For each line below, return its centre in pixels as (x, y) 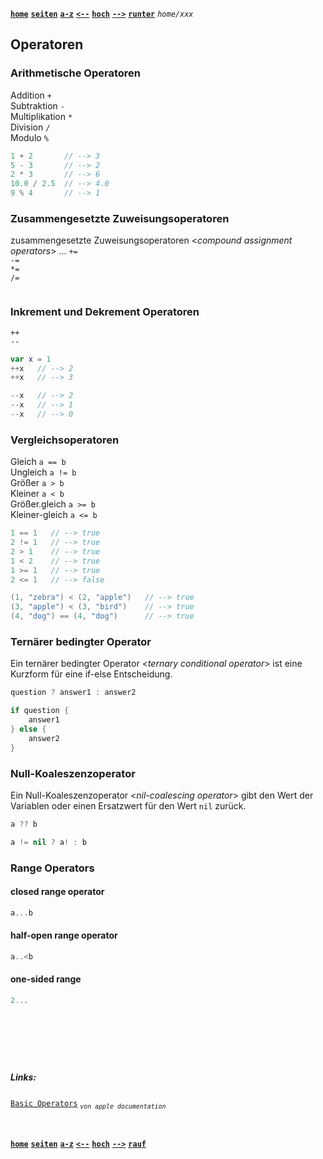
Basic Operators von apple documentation (88, 1104)
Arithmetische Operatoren (75, 73)
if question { (40, 711)
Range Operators (52, 868)
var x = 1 (31, 359)
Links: (23, 1077)
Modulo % (29, 137)
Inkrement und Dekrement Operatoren (105, 312)
